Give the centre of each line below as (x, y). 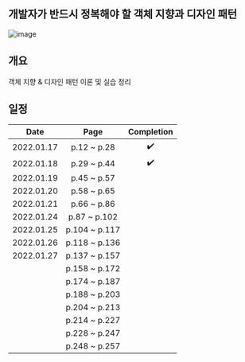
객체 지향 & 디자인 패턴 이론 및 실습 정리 (70, 81)
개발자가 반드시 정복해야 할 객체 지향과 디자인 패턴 (122, 14)
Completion (151, 132)
